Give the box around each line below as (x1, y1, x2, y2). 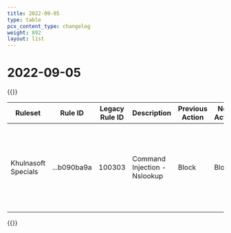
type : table (7, 16, 41, 23)
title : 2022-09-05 (7, 10, 60, 17)
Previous (177, 104, 208, 114)
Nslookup (132, 171, 164, 181)
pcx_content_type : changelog (7, 23, 91, 29)
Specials (10, 167, 38, 177)
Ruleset (14, 108, 41, 118)
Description (132, 108, 172, 118)
